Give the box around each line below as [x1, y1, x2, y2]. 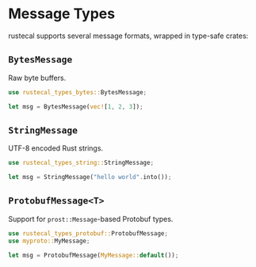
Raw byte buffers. [8, 73, 67, 82]
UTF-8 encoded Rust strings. [8, 143, 104, 153]
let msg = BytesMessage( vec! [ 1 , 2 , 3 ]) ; [8, 102, 144, 111]
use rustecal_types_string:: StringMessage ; [8, 159, 155, 167]
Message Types [8, 5, 116, 23]
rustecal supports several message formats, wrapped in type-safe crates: [8, 31, 249, 40]
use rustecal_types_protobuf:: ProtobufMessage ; [8, 229, 169, 238]
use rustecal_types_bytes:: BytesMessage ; [8, 88, 147, 96]
